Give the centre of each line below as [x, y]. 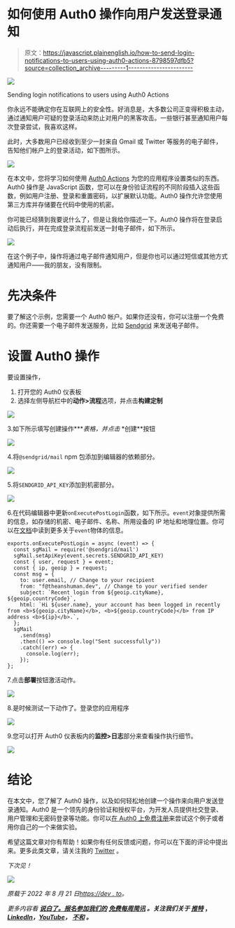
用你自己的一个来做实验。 [44, 826]
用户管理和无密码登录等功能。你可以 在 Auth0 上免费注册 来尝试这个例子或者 [116, 818]
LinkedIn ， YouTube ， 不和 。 [50, 917]
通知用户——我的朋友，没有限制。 [56, 265]
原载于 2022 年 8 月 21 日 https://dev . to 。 [67, 893]
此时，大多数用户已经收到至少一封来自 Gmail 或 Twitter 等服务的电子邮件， [115, 141]
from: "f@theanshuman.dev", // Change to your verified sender [114, 586]
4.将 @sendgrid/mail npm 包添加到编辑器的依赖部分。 [83, 457]
